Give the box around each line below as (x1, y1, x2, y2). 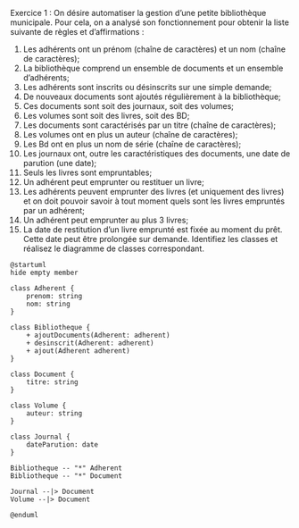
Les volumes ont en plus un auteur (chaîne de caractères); (22, 130, 238, 139)
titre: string (26, 378, 79, 387)
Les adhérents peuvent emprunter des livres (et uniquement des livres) (22, 187, 285, 197)
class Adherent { (10, 284, 75, 293)
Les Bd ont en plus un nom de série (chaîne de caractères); (22, 138, 242, 149)
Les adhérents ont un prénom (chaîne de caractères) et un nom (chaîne (22, 44, 287, 54)
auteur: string (26, 409, 83, 418)
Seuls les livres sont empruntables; (22, 167, 153, 178)
